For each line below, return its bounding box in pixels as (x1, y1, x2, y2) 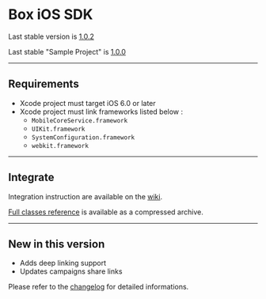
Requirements (8, 78, 79, 91)
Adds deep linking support (19, 259, 107, 268)
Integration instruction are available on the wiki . (8, 191, 163, 201)
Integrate (8, 171, 55, 184)
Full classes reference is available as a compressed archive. (8, 207, 203, 217)
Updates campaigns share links (19, 267, 123, 276)
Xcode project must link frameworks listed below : (19, 107, 184, 116)
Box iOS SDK (8, 6, 93, 24)
